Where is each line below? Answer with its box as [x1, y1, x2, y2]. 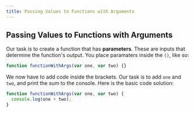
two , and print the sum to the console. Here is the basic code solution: [6, 80, 174, 87]
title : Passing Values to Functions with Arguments [6, 8, 134, 15]
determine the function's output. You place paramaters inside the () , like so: [6, 52, 189, 59]
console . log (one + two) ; [11, 97, 72, 103]
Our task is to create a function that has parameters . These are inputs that [6, 45, 186, 52]
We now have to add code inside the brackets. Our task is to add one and [6, 73, 181, 80]
